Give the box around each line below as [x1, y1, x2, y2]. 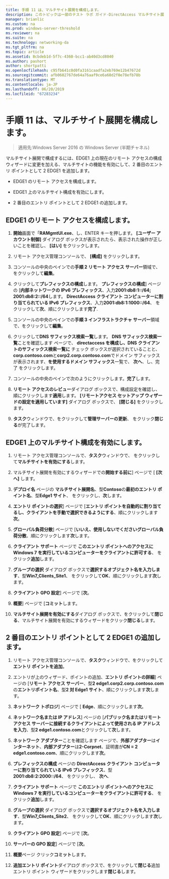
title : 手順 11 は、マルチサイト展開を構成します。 [6, 7, 101, 13]
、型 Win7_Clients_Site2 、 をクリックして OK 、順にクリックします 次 [17, 813, 158, 819]
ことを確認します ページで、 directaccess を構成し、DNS [17, 340, 137, 346]
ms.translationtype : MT [6, 77, 56, 82]
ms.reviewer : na [6, 31, 40, 36]
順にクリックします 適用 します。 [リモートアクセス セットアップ [13, 392, 144, 399]
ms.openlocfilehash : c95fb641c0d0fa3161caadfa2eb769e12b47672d [6, 68, 141, 73]
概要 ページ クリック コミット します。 [13, 851, 89, 857]
